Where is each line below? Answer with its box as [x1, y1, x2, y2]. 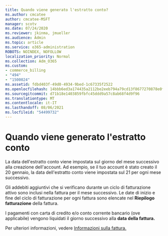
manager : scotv [5, 21, 37, 27]
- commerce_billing [5, 68, 46, 73]
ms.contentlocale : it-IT [5, 101, 57, 106]
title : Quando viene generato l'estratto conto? [5, 7, 108, 13]
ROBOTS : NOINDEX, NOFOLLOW [5, 49, 61, 54]
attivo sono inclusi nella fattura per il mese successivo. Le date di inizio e [5, 189, 155, 195]
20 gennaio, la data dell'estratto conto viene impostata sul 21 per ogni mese [5, 169, 161, 175]
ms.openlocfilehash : [5, 86, 48, 92]
